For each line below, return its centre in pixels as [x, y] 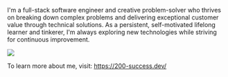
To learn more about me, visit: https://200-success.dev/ [87, 66]
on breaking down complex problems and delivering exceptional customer [113, 17]
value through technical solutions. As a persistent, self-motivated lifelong [112, 25]
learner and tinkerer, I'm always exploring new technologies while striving [112, 32]
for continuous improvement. [49, 40]
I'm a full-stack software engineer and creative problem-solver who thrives [114, 10]
